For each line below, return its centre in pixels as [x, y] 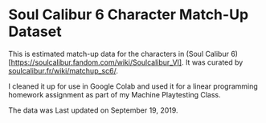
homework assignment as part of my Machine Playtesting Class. [115, 94]
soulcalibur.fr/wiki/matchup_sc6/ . [63, 70]
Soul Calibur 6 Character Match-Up [129, 15]
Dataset [35, 32]
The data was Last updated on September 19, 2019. [93, 110]
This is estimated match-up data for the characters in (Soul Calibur [119, 54]
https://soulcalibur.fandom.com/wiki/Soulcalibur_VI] [96, 62]
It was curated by [214, 62]
